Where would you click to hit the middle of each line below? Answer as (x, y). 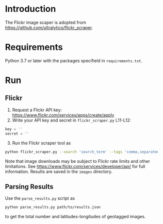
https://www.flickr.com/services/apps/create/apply (63, 115)
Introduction (31, 9)
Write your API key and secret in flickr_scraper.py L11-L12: (72, 120)
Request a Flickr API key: (37, 110)
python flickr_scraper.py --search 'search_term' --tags (64, 152)
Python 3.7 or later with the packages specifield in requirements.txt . (74, 60)
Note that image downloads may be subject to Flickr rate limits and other (78, 161)
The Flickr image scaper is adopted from (46, 22)
